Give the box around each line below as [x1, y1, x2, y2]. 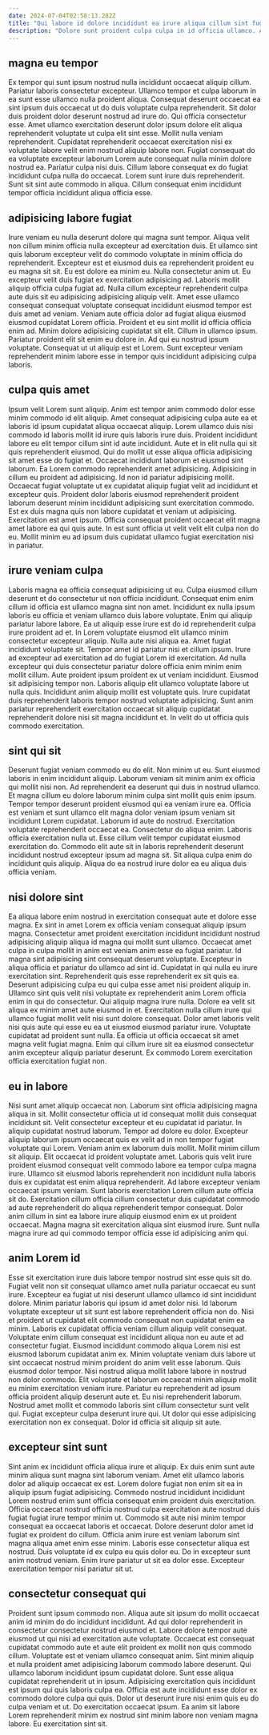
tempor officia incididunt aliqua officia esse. [8, 188, 153, 198]
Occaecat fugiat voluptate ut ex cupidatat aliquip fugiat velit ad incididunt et [8, 481, 259, 491]
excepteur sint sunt [8, 1440, 108, 1454]
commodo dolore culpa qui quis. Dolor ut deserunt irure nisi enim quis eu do [8, 1693, 259, 1703]
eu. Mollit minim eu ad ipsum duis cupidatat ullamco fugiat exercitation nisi [8, 531, 255, 541]
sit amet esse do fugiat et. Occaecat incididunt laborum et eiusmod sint [8, 455, 244, 465]
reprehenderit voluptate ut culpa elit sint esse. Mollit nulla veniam [8, 129, 223, 138]
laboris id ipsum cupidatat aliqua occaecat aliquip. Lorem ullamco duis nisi [8, 421, 254, 431]
